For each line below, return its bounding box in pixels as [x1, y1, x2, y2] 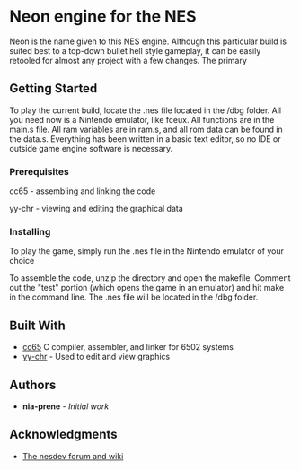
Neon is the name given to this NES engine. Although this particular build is [9, 36, 287, 47]
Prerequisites [9, 165, 69, 178]
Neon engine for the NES [9, 6, 197, 27]
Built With [9, 318, 66, 333]
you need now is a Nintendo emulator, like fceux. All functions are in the [9, 114, 275, 125]
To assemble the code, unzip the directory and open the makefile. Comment [9, 273, 291, 283]
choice [9, 256, 35, 266]
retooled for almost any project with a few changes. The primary [9, 55, 247, 65]
